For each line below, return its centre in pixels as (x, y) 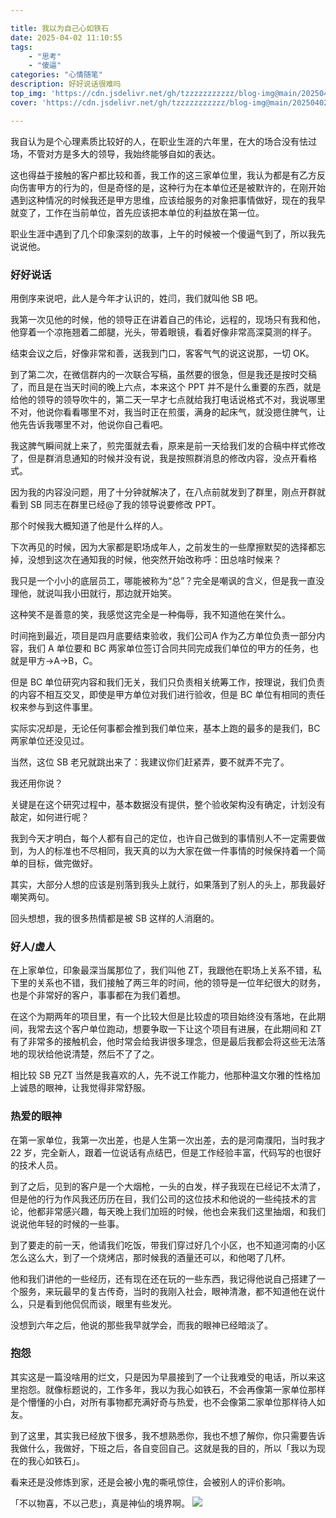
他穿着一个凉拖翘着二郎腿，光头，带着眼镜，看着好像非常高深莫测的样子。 (163, 332)
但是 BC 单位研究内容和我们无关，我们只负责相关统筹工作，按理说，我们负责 (168, 682)
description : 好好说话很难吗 (66, 84)
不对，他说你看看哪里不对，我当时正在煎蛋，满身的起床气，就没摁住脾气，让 (168, 412)
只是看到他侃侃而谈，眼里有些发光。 (102, 1303)
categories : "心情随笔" (56, 75)
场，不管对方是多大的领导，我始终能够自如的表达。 (115, 153)
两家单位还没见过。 (50, 740)
